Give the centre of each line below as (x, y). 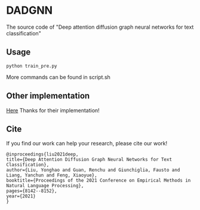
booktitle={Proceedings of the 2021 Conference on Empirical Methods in (99, 181)
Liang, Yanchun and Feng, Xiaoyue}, (52, 175)
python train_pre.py (32, 66)
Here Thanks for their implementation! (53, 110)
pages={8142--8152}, (32, 191)
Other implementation (48, 96)
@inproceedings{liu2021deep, (42, 154)
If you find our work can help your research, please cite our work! (87, 144)
